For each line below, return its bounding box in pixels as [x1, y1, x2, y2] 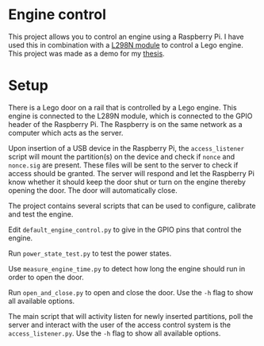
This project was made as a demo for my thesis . [8, 48, 165, 58]
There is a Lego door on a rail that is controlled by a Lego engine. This [8, 102, 237, 112]
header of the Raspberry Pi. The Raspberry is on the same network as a [8, 119, 243, 129]
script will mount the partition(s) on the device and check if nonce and [8, 152, 235, 161]
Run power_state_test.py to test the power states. [8, 248, 172, 258]
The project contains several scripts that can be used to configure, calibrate [8, 201, 256, 210]
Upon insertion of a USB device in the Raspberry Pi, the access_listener [8, 143, 244, 152]
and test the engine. [8, 209, 74, 219]
